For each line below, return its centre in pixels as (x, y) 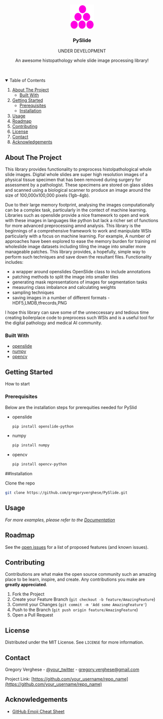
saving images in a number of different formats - (61, 298)
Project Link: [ (19, 679)
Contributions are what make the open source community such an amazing (81, 574)
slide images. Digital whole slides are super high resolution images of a (76, 175)
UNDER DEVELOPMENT (82, 51)
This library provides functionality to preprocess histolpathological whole (78, 169)
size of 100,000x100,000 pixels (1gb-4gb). (48, 195)
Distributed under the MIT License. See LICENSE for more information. (74, 642)
